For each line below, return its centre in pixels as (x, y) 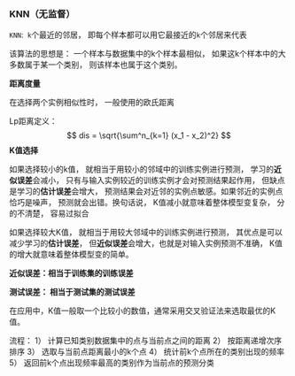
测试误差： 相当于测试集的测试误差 (72, 292)
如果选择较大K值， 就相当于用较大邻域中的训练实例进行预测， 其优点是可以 (146, 233)
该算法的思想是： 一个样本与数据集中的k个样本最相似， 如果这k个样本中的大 (147, 54)
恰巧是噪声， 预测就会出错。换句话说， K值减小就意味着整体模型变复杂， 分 (147, 203)
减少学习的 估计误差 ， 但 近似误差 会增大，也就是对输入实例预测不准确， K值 (146, 243)
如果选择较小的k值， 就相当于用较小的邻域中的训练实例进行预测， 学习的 (142, 169)
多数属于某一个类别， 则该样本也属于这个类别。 (96, 65)
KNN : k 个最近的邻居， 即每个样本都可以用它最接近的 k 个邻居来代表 (128, 35)
